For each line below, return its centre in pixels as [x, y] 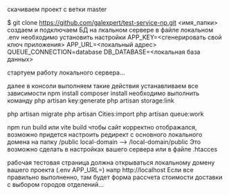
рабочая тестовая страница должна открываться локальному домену [111, 163]
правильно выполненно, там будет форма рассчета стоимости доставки [115, 177]
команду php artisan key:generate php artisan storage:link [91, 101]
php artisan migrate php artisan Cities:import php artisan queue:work [106, 114]
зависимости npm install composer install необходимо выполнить [103, 93]
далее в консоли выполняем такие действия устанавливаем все [103, 86]
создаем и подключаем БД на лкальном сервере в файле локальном [110, 30]
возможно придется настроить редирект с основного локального [105, 134]
